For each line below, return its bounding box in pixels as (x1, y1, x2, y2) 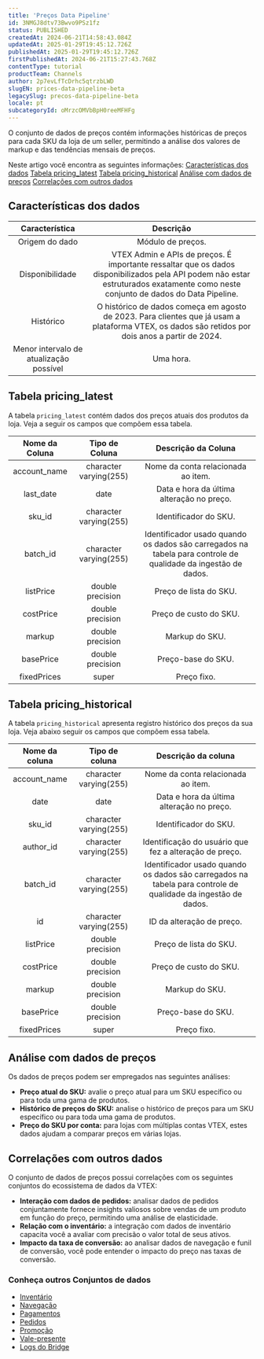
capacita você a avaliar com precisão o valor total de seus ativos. (19, 1230, 232, 1239)
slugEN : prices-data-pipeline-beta (8, 84, 125, 93)
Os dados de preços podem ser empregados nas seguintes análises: (8, 1072, 230, 1081)
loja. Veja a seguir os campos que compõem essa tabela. (8, 418, 192, 429)
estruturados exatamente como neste (102, 278, 241, 289)
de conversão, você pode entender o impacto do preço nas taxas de (19, 1247, 242, 1256)
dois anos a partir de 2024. (121, 330, 222, 341)
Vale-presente (19, 1334, 66, 1343)
